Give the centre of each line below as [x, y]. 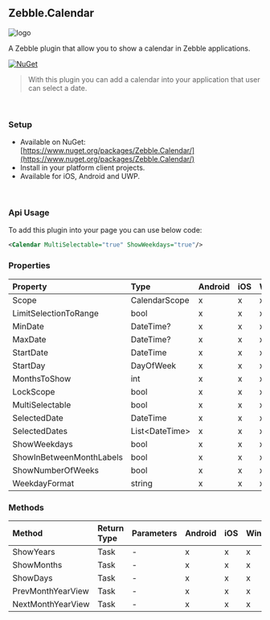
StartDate [31, 352]
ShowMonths [37, 564]
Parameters [154, 533]
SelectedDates [40, 431]
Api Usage [29, 213]
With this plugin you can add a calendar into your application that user [144, 79]
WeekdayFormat [43, 483]
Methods [26, 507]
